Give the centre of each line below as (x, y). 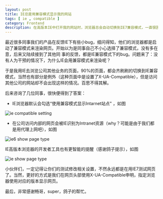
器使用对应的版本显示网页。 (33, 181)
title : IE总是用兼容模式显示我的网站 (38, 14)
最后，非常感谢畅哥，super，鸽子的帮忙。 (47, 191)
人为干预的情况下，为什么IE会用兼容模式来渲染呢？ (60, 60)
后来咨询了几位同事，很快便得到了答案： (45, 93)
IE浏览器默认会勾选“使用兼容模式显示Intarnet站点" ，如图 (69, 104)
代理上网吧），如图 (39, 129)
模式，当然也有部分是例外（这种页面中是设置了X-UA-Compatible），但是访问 (81, 77)
